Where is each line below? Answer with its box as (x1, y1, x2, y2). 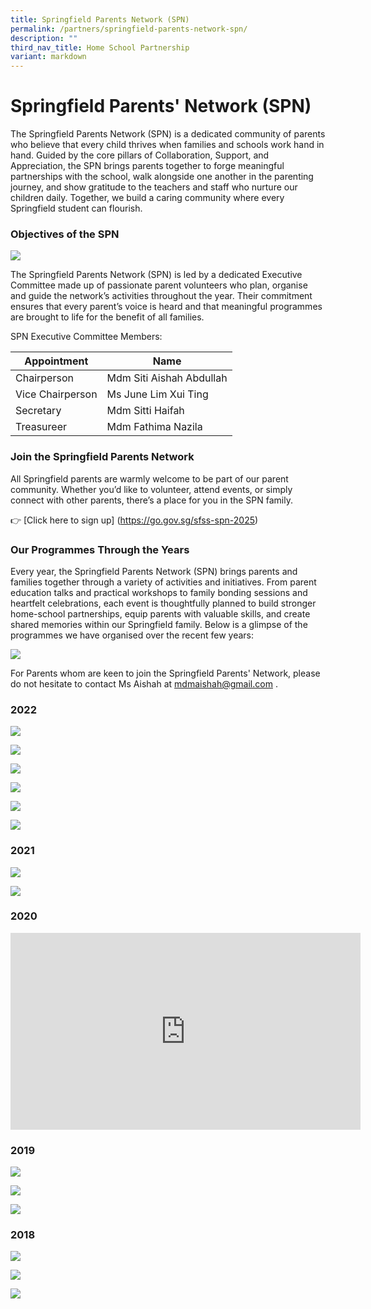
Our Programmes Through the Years (10, 542, 190, 556)
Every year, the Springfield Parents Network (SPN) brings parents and (10, 565, 298, 577)
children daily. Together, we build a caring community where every (10, 192, 285, 204)
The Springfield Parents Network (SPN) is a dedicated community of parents (10, 128, 326, 140)
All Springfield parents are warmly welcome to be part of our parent (10, 472, 289, 485)
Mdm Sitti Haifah (106, 404, 185, 418)
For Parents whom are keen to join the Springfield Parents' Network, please (10, 667, 321, 679)
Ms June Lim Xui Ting (106, 387, 209, 401)
